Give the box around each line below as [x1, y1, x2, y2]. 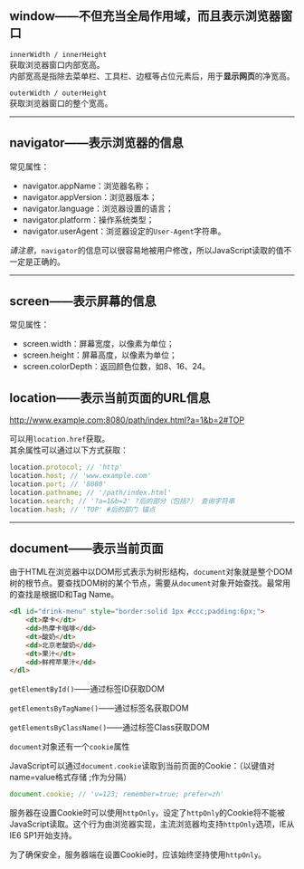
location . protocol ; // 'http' [9, 463, 124, 473]
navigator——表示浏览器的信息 [9, 135, 184, 151]
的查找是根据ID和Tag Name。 [9, 589, 119, 600]
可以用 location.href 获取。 [9, 434, 110, 444]
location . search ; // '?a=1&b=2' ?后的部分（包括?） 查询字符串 [9, 496, 235, 505]
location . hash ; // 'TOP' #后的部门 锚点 [9, 505, 156, 514]
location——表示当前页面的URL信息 [9, 390, 211, 406]
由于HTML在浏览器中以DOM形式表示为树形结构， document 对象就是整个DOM [9, 567, 293, 578]
